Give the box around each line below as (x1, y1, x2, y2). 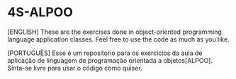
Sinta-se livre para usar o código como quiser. (7, 63, 143, 72)
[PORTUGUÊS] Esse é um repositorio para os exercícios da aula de (7, 49, 203, 57)
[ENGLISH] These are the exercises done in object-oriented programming (7, 28, 222, 36)
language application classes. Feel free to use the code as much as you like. (7, 35, 230, 43)
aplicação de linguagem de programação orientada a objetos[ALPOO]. (7, 56, 213, 64)
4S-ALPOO (7, 4, 73, 20)
